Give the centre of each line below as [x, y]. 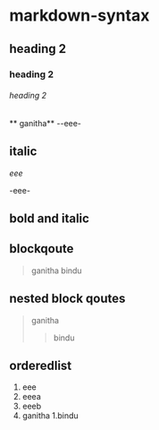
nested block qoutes [67, 299]
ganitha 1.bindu [50, 416]
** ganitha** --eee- [46, 123]
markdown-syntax [79, 16]
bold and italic [49, 218]
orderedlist [41, 365]
